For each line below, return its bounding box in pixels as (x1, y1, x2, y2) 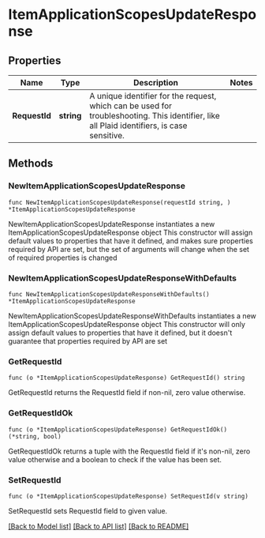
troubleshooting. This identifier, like (89, 111, 220, 121)
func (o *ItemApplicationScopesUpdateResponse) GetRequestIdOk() (8, 425, 227, 434)
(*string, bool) (8, 432, 62, 440)
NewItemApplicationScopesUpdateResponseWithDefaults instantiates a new (8, 310, 256, 321)
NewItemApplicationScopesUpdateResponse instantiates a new (8, 219, 215, 228)
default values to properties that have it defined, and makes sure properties (8, 235, 254, 246)
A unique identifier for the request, (89, 91, 217, 101)
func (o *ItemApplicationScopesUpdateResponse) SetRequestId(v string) (8, 492, 248, 500)
